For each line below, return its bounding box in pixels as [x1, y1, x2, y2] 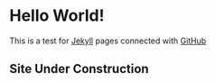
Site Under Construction [9, 61, 149, 77]
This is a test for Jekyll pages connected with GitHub [9, 35, 207, 46]
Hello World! [9, 5, 105, 26]
